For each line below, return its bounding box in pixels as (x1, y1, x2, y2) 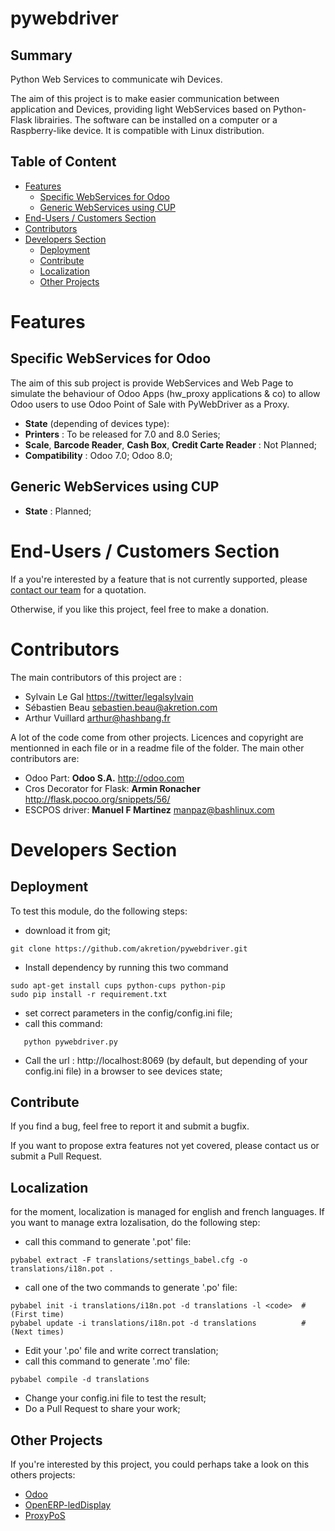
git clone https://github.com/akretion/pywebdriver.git (10, 943, 248, 954)
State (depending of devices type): (24, 417, 170, 429)
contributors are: (10, 752, 80, 764)
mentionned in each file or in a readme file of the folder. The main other (10, 742, 305, 754)
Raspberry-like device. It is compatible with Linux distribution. (10, 125, 265, 136)
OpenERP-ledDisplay (24, 1498, 112, 1511)
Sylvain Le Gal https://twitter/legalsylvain (24, 690, 194, 702)
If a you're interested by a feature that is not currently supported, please (10, 573, 308, 585)
